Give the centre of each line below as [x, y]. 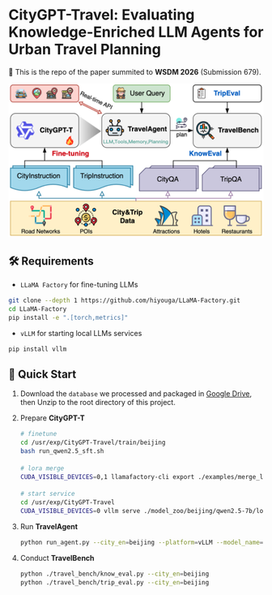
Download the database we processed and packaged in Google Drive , [136, 394]
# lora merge [42, 468]
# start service [47, 494]
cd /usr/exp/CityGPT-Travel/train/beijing [93, 443]
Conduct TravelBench [57, 558]
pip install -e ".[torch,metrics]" [68, 317]
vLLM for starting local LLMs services [81, 333]
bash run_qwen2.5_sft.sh [62, 451]
